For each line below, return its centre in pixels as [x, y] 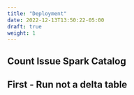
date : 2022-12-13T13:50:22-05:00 [56, 20]
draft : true [24, 26]
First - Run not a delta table [67, 85]
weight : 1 [22, 33]
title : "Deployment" [37, 14]
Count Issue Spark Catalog [67, 61]
